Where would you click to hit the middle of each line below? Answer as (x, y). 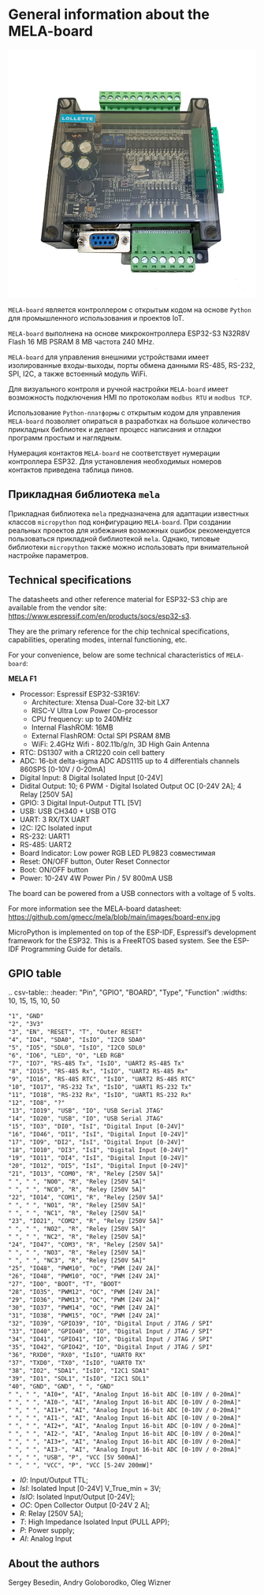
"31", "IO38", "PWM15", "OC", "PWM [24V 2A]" (84, 1316)
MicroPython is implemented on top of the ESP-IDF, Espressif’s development (132, 932)
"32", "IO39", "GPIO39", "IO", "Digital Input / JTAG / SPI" (111, 1324)
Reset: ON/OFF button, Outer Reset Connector (95, 861)
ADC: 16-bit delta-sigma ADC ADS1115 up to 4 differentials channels (130, 760)
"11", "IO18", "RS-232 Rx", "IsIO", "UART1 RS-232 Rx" (100, 1095)
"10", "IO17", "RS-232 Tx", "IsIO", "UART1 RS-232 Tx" (100, 1087)
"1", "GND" (26, 1017)
